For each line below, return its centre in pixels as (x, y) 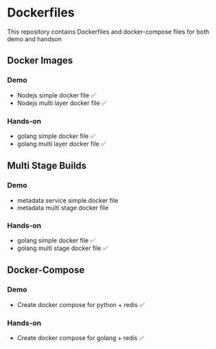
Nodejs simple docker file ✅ (56, 95)
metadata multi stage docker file (63, 207)
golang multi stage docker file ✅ (62, 248)
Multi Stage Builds (47, 166)
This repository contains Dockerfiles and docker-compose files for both (108, 32)
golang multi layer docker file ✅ (61, 144)
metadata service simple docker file (68, 200)
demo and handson (35, 38)
